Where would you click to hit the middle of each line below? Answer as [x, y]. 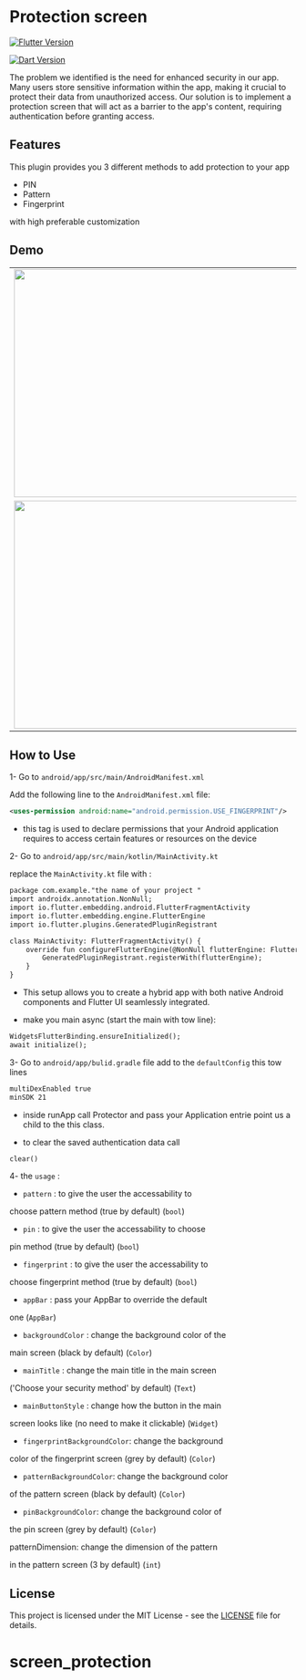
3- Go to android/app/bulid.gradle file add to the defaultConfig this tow [146, 1062]
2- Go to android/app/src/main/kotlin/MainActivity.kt [114, 856]
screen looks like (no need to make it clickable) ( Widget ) [114, 1424]
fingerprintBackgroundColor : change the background [123, 1441]
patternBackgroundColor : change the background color [125, 1477]
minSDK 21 [28, 1097]
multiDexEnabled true [51, 1089]
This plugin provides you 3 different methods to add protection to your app [149, 167]
